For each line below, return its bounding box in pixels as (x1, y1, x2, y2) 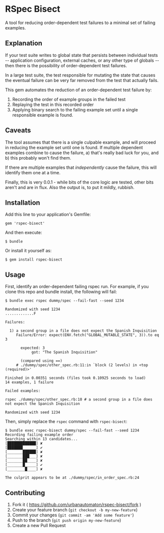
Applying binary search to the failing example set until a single (12, 107, 138, 112)
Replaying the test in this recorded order (12, 102, 94, 107)
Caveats (5, 126, 31, 134)
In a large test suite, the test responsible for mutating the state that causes (5, 72, 156, 78)
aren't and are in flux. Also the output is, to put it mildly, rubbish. (5, 184, 135, 190)
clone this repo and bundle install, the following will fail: (5, 289, 117, 295)
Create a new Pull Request (12, 523, 66, 528)
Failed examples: (5, 389, 41, 394)
